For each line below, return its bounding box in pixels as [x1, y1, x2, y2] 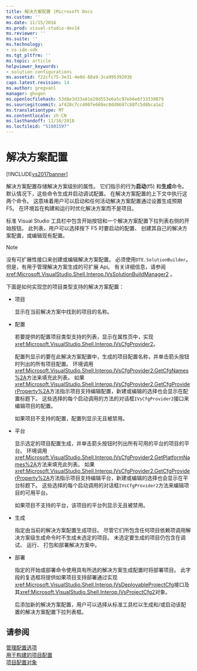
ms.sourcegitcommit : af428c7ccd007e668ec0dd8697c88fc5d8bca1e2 [6, 101, 164, 108]
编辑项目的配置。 [14, 402, 56, 409]
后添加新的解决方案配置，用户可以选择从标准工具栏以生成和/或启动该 [14, 601, 181, 608]
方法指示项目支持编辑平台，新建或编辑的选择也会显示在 [49, 474, 184, 481]
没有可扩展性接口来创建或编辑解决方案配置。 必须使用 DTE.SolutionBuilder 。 [6, 255, 191, 263]
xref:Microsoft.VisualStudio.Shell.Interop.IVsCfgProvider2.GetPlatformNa [14, 454, 191, 461]
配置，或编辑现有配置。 [11, 232, 68, 239]
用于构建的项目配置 [6, 651, 53, 658]
